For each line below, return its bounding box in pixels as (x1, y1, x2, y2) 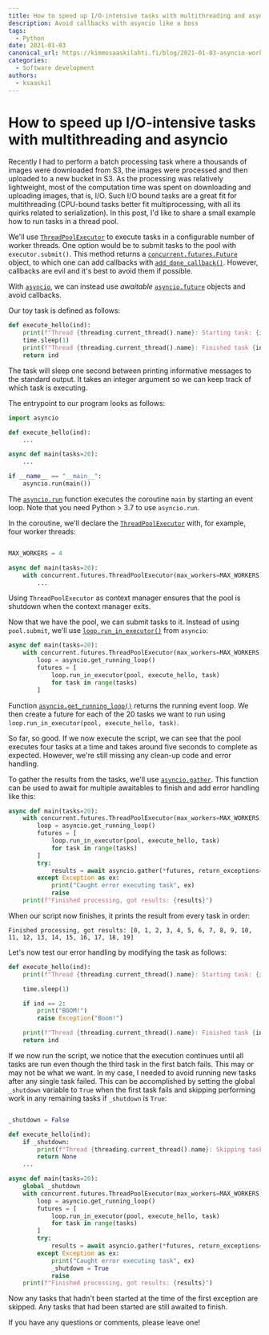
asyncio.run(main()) (22, 480, 91, 488)
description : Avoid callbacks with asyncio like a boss (8, 19, 199, 27)
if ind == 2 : (22, 1000, 66, 1008)
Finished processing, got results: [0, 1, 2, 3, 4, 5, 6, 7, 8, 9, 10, (8, 926, 252, 935)
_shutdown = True (50, 1264, 110, 1272)
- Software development (15, 64, 94, 72)
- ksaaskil (15, 79, 52, 87)
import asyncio (8, 414, 59, 422)
